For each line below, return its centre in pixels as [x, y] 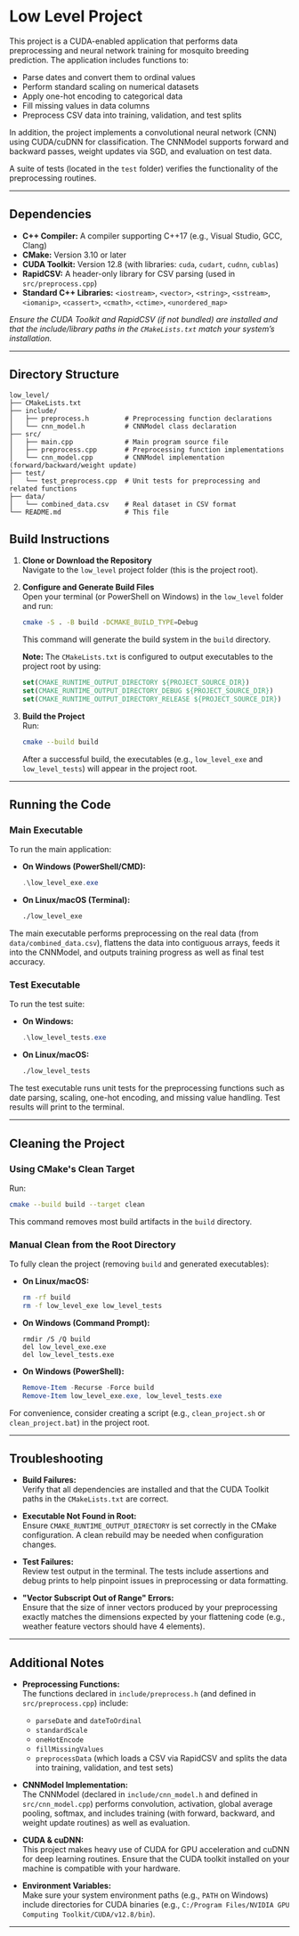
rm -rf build [46, 1297]
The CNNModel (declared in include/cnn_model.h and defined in [140, 1794]
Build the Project [53, 716]
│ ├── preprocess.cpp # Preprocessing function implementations [147, 450]
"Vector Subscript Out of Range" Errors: [98, 1598]
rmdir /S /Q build [56, 1339]
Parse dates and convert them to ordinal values [109, 77]
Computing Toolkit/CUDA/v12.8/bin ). [89, 1914]
